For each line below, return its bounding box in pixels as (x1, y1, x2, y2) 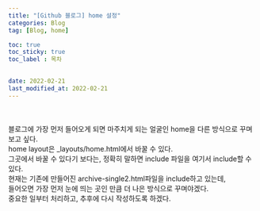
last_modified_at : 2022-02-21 (8, 84, 109, 92)
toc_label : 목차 (8, 56, 62, 63)
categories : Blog (8, 19, 66, 27)
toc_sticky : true (8, 48, 66, 56)
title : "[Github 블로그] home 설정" (8, 11, 121, 20)
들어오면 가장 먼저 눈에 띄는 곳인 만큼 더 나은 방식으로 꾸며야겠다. (8, 183, 209, 193)
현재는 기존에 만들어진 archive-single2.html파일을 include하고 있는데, (8, 174, 226, 183)
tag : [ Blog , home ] (8, 26, 69, 34)
